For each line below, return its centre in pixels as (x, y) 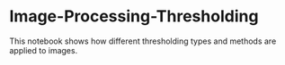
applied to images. (44, 50)
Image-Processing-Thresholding (134, 16)
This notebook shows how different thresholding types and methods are (143, 41)
